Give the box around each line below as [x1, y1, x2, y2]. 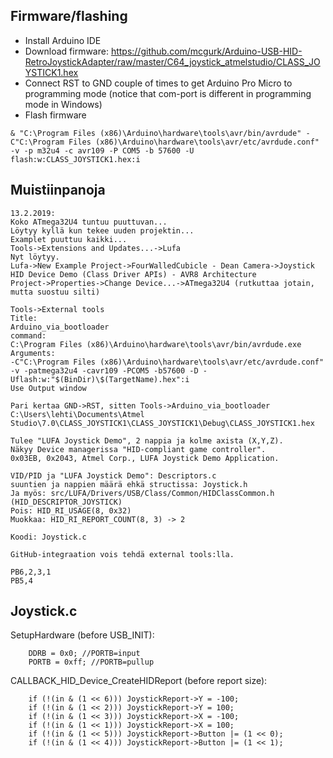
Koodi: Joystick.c [10, 532, 87, 542]
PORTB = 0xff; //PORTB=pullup [28, 657, 155, 668]
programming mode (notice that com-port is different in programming [24, 87, 312, 99]
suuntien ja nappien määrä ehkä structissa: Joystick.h [10, 479, 248, 489]
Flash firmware [24, 109, 87, 121]
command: [10, 330, 47, 341]
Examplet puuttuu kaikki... [10, 234, 128, 244]
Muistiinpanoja [10, 182, 106, 199]
